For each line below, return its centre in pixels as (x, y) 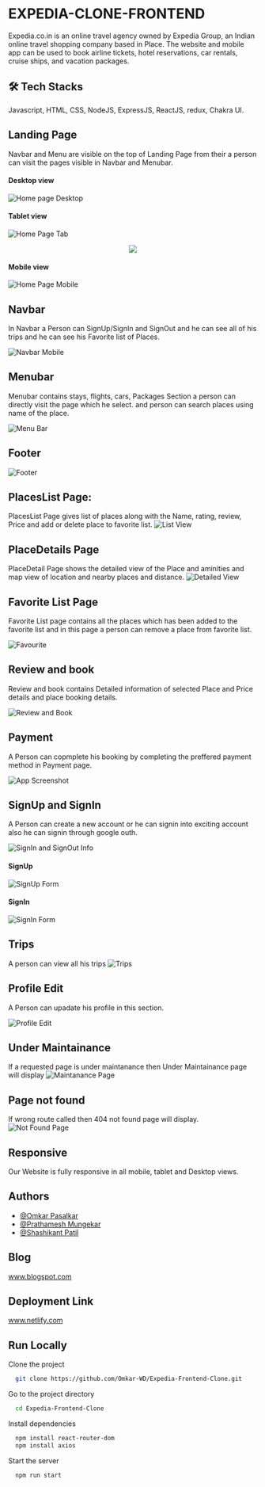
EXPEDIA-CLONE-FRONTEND (107, 14)
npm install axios (46, 1445)
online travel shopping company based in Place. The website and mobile (126, 44)
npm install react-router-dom (65, 1438)
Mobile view (28, 267)
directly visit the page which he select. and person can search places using (131, 404)
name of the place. (39, 413)
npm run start (38, 1475)
